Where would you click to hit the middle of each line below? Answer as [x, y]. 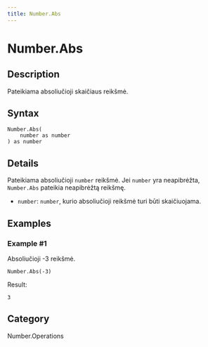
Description [33, 74]
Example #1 [27, 243]
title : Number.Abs [34, 14]
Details [23, 163]
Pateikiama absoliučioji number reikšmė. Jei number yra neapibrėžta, [104, 181]
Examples [29, 223]
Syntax [23, 113]
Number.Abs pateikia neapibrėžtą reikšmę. [67, 188]
